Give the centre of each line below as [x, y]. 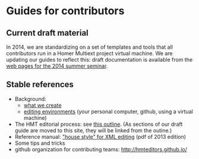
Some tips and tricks [40, 143]
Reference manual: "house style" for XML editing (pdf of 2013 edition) [100, 136]
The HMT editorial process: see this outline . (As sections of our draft [99, 124]
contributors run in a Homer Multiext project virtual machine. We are [89, 53]
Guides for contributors [65, 11]
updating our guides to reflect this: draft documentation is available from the [99, 60]
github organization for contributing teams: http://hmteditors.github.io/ [101, 149]
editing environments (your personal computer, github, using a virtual [108, 112]
